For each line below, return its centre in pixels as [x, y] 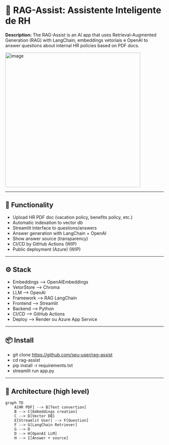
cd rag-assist [26, 360]
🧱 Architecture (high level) [47, 391]
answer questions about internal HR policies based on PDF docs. [72, 45]
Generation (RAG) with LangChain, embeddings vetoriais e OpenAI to [77, 40]
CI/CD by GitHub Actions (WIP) [45, 244]
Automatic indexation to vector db [48, 222]
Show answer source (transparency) [50, 239]
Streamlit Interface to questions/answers [55, 228]
